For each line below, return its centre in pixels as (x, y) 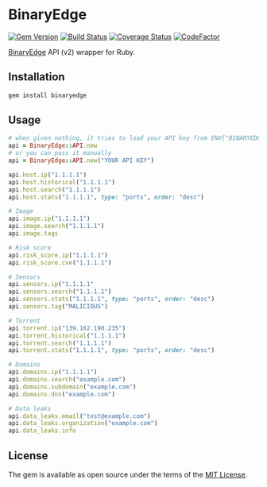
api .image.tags (33, 234)
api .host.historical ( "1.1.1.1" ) (62, 182)
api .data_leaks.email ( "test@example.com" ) (79, 416)
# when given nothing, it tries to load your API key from (108, 138)
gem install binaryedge (48, 95)
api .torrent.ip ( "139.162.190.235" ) (67, 328)
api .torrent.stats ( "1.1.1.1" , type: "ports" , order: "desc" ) (112, 350)
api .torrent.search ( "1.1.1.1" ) (60, 343)
